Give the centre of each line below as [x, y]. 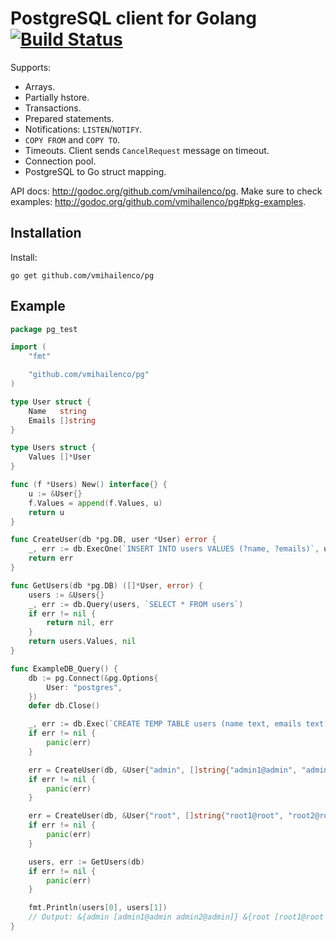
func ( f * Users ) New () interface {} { [89, 485]
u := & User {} [55, 493]
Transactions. [53, 108]
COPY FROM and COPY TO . [72, 139]
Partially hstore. [57, 97]
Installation [46, 233]
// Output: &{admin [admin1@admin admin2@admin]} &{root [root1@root [176, 917]
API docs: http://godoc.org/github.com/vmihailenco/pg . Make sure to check [166, 191]
